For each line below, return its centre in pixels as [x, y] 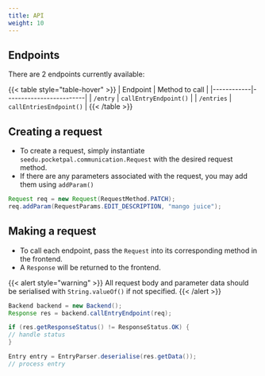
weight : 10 [26, 23]
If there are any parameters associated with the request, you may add [133, 176]
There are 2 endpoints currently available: [77, 74]
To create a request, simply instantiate [82, 151]
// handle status [37, 335]
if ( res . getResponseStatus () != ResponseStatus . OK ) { [99, 328]
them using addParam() [57, 184]
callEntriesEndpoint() [46, 107]
